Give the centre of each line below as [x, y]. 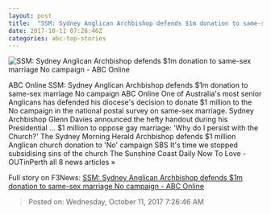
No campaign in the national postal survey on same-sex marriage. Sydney [131, 111]
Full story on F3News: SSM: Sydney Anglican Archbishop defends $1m [126, 178]
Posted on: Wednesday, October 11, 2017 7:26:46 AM [116, 202]
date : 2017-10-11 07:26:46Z [56, 31]
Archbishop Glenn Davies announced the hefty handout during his [118, 119]
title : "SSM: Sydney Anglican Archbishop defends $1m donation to [124, 23]
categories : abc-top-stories [57, 38]
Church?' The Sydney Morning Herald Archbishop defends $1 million [122, 137]
